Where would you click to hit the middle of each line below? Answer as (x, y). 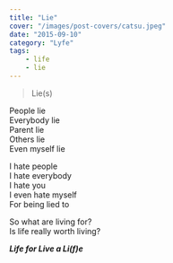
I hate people (34, 166)
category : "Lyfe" (42, 43)
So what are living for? (51, 222)
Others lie (27, 139)
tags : (19, 51)
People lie (28, 110)
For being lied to (39, 204)
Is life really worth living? (55, 231)
